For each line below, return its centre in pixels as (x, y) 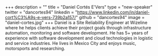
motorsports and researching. (35, 48)
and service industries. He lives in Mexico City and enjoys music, (71, 43)
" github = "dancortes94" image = (110, 17)
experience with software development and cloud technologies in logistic (79, 38)
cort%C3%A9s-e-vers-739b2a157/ (40, 17)
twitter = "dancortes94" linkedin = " (41, 12)
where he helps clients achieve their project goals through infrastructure (78, 28)
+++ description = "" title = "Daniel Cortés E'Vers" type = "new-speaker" (79, 7)
